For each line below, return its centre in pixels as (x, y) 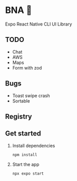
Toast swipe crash (31, 95)
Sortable (21, 101)
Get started (23, 134)
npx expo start (28, 173)
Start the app (26, 164)
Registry (19, 116)
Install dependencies (34, 145)
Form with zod (27, 67)
